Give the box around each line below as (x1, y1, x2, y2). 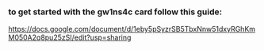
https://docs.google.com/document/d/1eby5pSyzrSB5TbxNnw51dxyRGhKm (8, 25, 256, 34)
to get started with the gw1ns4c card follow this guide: (8, 6, 223, 17)
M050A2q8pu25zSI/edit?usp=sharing (8, 33, 132, 42)
